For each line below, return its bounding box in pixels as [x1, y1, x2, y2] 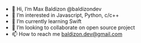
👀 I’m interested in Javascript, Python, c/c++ [11, 12, 119, 19]
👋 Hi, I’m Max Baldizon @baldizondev [11, 6, 102, 12]
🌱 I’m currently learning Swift [11, 18, 82, 24]
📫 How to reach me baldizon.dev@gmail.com [11, 31, 123, 37]
